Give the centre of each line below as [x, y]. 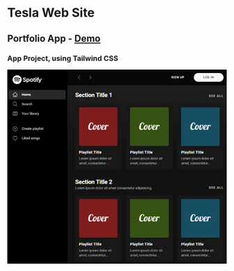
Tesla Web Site [51, 13]
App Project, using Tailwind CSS [63, 58]
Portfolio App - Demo [54, 39]
